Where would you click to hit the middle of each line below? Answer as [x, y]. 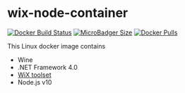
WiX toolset [34, 75]
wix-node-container [68, 13]
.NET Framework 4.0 [47, 67]
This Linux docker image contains [56, 46]
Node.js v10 [35, 82]
